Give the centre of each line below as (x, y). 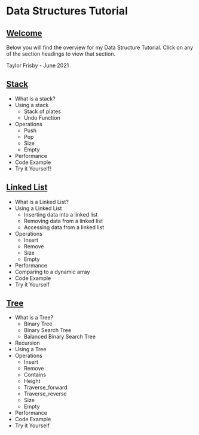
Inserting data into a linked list (61, 214)
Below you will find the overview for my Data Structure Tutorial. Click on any (100, 47)
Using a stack (32, 105)
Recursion (27, 343)
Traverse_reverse (45, 394)
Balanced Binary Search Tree (59, 337)
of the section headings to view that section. (61, 54)
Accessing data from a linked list (64, 227)
